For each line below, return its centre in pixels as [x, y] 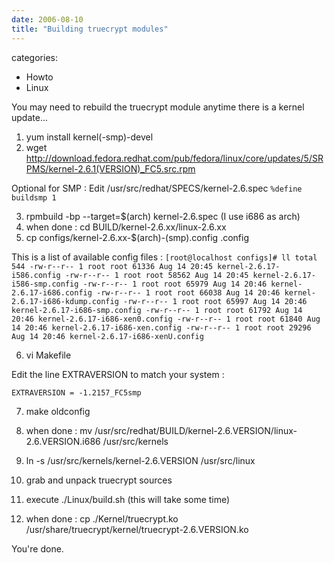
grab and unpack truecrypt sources [99, 480]
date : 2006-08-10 [47, 19]
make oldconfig [58, 411]
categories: [34, 57]
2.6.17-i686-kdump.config [65, 301]
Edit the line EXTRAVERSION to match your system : [118, 374]
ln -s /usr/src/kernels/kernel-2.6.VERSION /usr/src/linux [140, 460]
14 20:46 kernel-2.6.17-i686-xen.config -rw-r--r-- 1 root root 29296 [161, 327]
